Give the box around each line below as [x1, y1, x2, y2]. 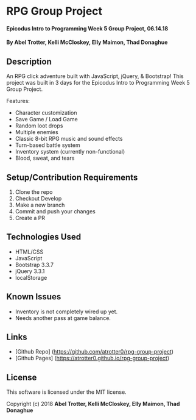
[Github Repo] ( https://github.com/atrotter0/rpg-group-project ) [15, 348, 174, 355]
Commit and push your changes [15, 208, 96, 215]
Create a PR [15, 215, 46, 221]
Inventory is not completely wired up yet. [15, 308, 118, 315]
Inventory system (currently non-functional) [15, 148, 125, 155]
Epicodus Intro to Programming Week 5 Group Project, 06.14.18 [6, 24, 169, 32]
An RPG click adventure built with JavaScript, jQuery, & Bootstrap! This [6, 73, 184, 80]
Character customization [15, 109, 77, 116]
